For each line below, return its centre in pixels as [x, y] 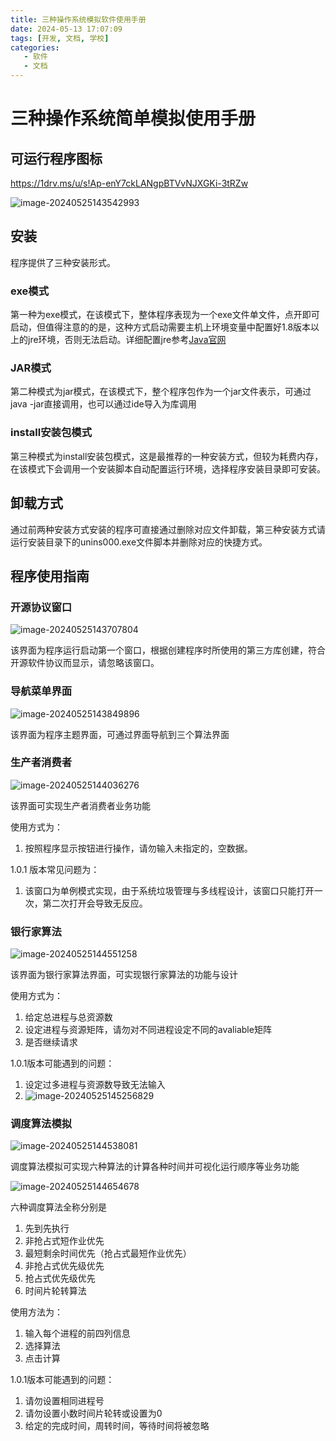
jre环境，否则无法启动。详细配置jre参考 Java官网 [127, 340]
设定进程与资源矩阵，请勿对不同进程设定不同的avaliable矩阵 [148, 1030]
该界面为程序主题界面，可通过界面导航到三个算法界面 [120, 734]
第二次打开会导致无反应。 [95, 903]
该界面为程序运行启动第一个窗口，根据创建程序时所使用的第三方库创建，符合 [168, 650]
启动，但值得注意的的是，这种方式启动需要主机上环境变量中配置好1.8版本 [161, 327]
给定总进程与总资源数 [68, 1017]
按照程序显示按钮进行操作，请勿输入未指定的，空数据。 [138, 848]
